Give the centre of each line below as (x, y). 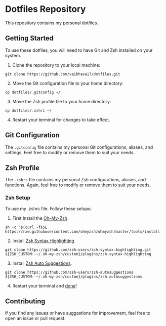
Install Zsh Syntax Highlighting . (44, 241)
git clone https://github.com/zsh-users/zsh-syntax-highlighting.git (78, 250)
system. (13, 55)
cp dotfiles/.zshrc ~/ (28, 110)
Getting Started (29, 38)
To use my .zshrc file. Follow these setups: (48, 208)
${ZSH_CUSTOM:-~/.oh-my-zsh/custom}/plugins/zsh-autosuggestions (74, 277)
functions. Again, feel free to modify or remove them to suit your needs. (78, 185)
